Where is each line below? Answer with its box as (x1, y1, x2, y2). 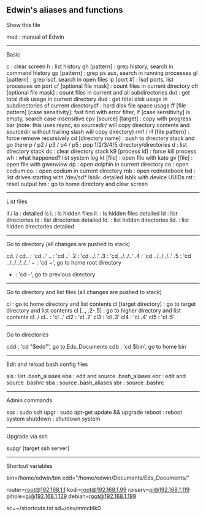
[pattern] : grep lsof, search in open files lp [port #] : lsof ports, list (6, 76, 174, 83)
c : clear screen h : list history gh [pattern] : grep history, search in (6, 63, 174, 70)
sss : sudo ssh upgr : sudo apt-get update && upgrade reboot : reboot (6, 408, 183, 416)
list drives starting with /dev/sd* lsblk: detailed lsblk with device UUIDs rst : (6, 173, 196, 181)
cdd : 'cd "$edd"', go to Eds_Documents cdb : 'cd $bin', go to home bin (6, 343, 186, 350)
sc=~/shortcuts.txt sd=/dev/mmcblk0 (6, 504, 101, 511)
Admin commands (6, 396, 53, 404)
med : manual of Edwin (6, 33, 64, 41)
